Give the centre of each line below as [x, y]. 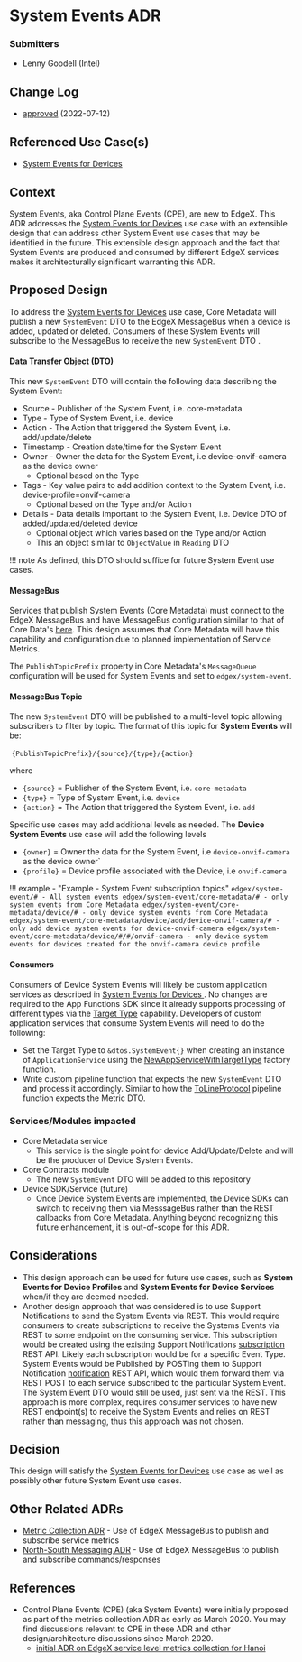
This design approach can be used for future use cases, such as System [158, 1277]
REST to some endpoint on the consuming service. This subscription [150, 1334]
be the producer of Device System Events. [114, 1159]
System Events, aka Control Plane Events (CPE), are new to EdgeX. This [142, 214]
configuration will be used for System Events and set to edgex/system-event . [151, 676]
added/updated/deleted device [80, 523]
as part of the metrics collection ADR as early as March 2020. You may [154, 1620]
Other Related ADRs [66, 1509]
